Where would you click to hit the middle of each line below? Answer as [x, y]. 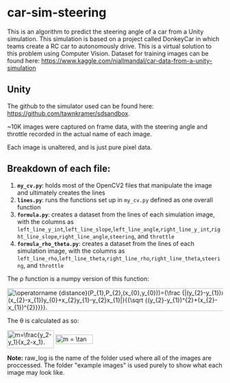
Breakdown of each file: [59, 169]
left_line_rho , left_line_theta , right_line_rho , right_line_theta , [110, 258]
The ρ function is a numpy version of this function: [78, 278]
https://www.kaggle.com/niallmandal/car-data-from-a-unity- [127, 60]
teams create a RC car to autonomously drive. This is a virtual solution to [110, 46]
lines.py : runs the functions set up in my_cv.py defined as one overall [115, 199]
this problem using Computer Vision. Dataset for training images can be [108, 53]
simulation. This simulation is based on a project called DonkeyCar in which [113, 38]
